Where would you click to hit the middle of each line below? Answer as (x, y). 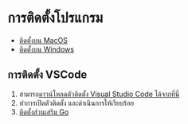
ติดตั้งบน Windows (47, 49)
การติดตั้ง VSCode (47, 75)
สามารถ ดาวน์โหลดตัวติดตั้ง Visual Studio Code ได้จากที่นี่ (99, 94)
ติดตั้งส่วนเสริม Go (44, 111)
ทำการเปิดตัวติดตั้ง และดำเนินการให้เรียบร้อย (76, 103)
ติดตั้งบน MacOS (43, 40)
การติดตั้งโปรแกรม (55, 18)
